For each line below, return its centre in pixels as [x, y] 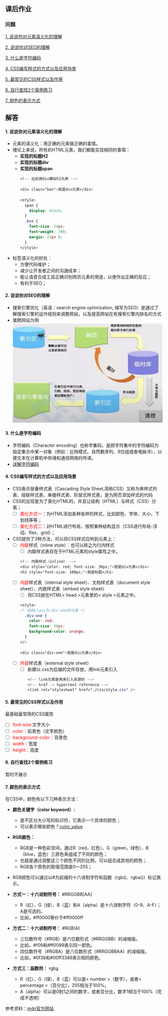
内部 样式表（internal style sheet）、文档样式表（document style [85, 582]
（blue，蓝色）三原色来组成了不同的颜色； [64, 854]
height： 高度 [25, 750]
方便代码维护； [35, 264]
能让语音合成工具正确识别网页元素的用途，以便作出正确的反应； [85, 277]
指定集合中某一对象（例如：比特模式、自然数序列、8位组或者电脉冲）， [85, 451]
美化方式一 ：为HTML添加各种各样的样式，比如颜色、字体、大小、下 [90, 514]
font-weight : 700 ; [48, 232]
